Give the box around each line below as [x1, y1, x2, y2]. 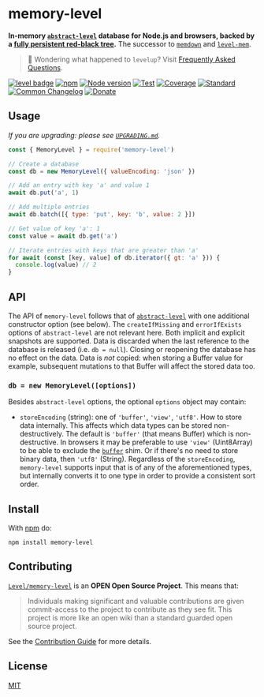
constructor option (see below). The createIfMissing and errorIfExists [8, 319, 242, 328]
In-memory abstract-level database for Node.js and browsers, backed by [8, 31, 255, 40]
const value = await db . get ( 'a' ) [8, 232, 118, 240]
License [8, 660, 48, 673]
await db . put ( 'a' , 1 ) [8, 189, 80, 197]
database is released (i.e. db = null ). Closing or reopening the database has [8, 344, 256, 354]
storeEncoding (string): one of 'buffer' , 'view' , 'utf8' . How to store [19, 412, 243, 422]
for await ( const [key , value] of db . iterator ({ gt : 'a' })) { [8, 253, 221, 261]
